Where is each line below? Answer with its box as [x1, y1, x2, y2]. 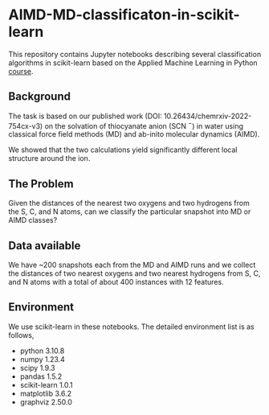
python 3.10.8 [19, 346, 65, 355]
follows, [8, 330, 35, 339]
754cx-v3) [8, 121, 43, 130]
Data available [8, 239, 81, 253]
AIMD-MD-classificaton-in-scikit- [8, 6, 241, 24]
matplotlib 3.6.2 [19, 388, 72, 398]
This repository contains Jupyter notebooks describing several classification [8, 49, 262, 59]
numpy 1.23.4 [19, 354, 66, 364]
